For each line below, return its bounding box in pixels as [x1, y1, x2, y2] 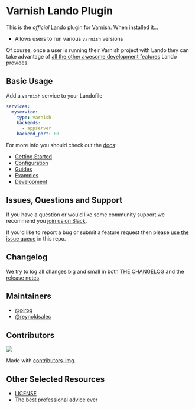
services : [6, 103, 31, 109]
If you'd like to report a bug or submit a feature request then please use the [6, 229, 189, 236]
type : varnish [17, 114, 51, 121]
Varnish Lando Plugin [6, 4, 113, 18]
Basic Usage [6, 76, 53, 86]
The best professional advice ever [14, 396, 98, 403]
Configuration [14, 160, 48, 166]
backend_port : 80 [17, 131, 60, 137]
